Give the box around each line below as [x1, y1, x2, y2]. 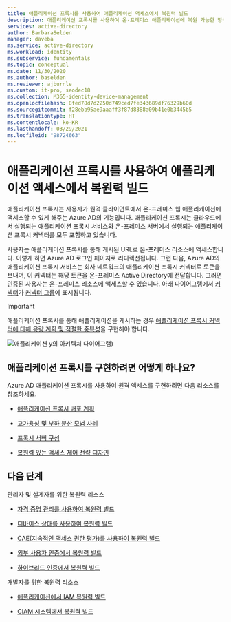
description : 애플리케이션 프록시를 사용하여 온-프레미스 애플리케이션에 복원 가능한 [7, 17, 215, 23]
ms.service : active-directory [7, 42, 94, 49]
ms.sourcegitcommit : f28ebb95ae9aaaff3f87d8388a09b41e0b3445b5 [7, 106, 192, 113]
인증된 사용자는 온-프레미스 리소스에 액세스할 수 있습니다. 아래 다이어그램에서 [7, 280, 214, 288]
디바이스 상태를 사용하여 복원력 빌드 [16, 519, 113, 528]
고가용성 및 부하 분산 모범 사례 [16, 419, 98, 427]
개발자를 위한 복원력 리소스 [7, 578, 79, 586]
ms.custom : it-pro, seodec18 [7, 87, 91, 94]
